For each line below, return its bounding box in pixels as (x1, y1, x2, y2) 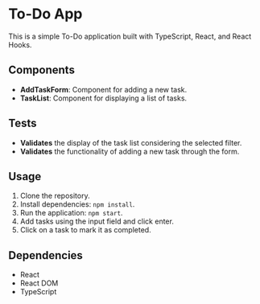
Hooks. (8, 39, 32, 49)
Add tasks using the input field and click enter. (19, 216, 175, 226)
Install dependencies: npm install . (19, 199, 135, 209)
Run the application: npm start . (19, 208, 123, 218)
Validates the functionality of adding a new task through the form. (19, 146, 240, 156)
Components (8, 64, 75, 77)
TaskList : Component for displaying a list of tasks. (19, 93, 188, 103)
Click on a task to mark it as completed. (19, 225, 151, 235)
